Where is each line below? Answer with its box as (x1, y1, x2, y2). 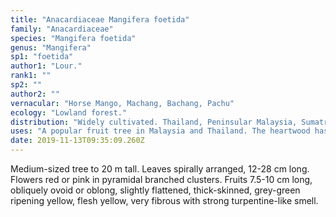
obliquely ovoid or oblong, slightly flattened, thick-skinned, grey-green (10, 184, 301, 196)
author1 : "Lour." (10, 61, 83, 71)
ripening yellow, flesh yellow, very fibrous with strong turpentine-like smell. (10, 195, 319, 206)
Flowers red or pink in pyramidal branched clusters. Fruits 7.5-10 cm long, (10, 174, 313, 185)
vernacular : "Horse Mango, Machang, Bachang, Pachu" (10, 98, 235, 108)
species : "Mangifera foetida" (10, 33, 137, 43)
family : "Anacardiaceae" (10, 24, 114, 34)
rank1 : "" (10, 71, 52, 81)
